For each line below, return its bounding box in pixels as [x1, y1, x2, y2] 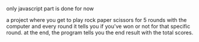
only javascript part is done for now [6, 5, 94, 12]
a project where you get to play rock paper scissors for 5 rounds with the [6, 17, 187, 23]
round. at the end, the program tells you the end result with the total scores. [6, 29, 194, 36]
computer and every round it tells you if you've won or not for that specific [6, 23, 191, 30]
